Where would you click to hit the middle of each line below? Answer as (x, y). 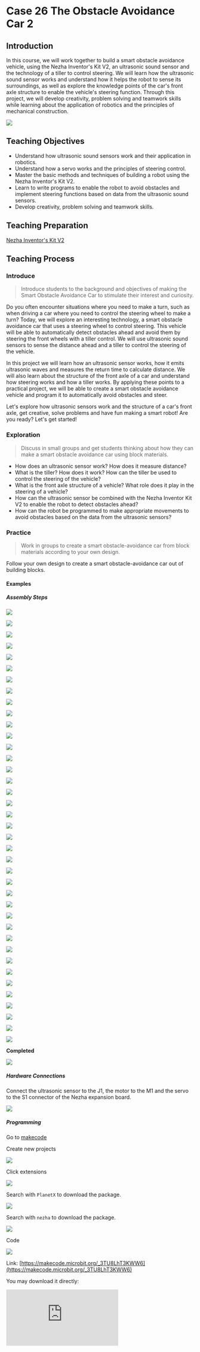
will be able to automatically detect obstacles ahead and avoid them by (93, 332)
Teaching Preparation (47, 226)
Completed (20, 1051)
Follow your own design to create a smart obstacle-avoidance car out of (95, 563)
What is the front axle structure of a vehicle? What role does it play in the (104, 485)
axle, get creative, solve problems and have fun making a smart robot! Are (97, 413)
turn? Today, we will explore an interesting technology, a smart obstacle (94, 320)
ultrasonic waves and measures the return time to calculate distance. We (96, 369)
